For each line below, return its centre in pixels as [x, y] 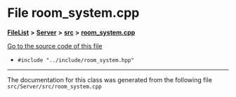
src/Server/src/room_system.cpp [54, 86]
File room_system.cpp [73, 13]
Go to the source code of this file [55, 46]
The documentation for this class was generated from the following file [110, 79]
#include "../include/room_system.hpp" [76, 60]
